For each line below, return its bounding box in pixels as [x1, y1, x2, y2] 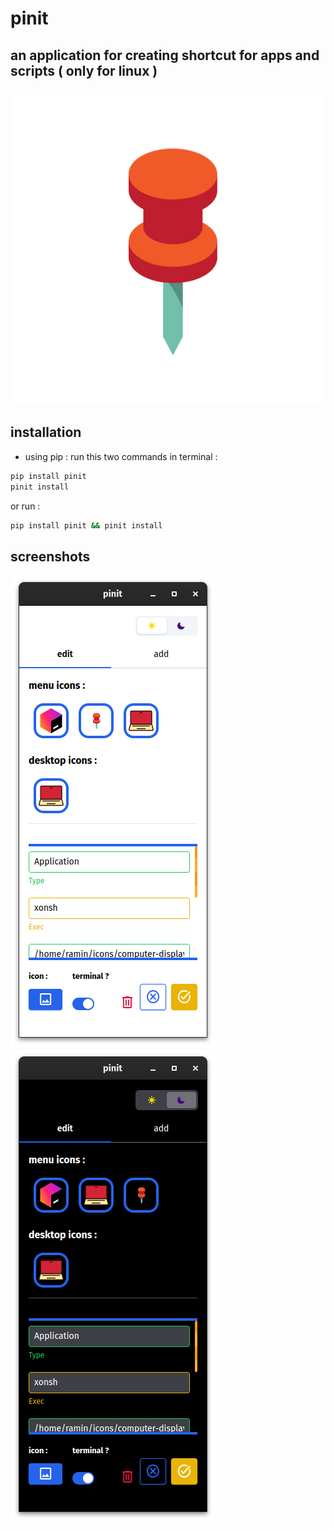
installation [10, 424, 82, 441]
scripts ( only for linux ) [10, 62, 158, 79]
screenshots [10, 548, 91, 565]
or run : [10, 500, 41, 512]
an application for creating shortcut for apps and [10, 47, 320, 64]
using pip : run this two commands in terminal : [24, 450, 218, 462]
